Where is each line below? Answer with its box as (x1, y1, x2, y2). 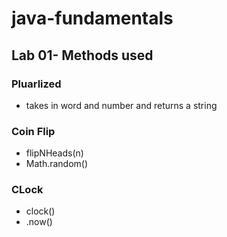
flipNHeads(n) (25, 147, 84, 159)
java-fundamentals (11, 7, 174, 30)
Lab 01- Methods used (11, 47, 154, 64)
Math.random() (25, 158, 89, 170)
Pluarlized (11, 77, 62, 91)
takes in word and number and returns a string (25, 99, 218, 111)
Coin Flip (11, 124, 56, 138)
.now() (25, 216, 53, 228)
